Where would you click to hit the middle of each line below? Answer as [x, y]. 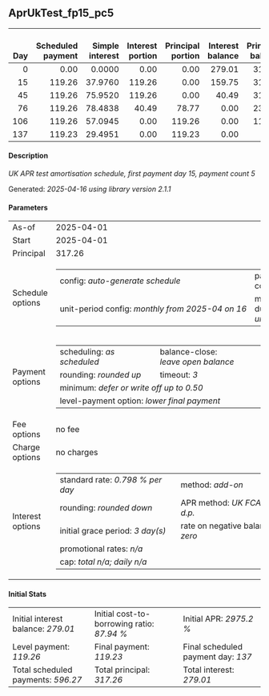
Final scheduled [213, 647]
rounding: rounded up [100, 375]
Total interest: [209, 670]
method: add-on [212, 485]
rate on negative [211, 526]
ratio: [145, 624]
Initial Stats [27, 594]
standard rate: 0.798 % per [111, 480]
